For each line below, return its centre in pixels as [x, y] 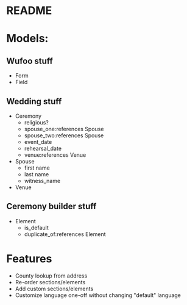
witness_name [42, 181]
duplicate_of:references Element [65, 234]
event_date [38, 142]
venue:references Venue [55, 155]
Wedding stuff [34, 101]
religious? [36, 122]
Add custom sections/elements [54, 289]
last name [37, 174]
